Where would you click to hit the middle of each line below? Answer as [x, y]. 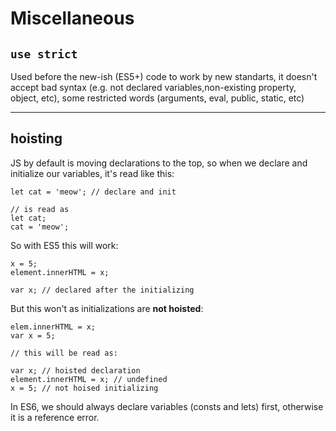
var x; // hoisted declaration [75, 370]
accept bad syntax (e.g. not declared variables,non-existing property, [153, 87]
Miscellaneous [72, 18]
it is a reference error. [55, 417]
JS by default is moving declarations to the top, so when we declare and [159, 163]
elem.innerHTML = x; [53, 327]
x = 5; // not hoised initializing [84, 388]
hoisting [36, 138]
